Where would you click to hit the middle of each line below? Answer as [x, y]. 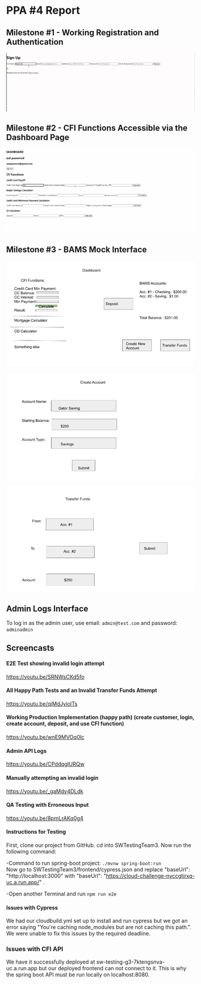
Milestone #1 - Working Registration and [83, 33]
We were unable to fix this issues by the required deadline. [78, 934]
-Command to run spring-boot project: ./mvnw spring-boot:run [84, 863]
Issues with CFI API [35, 949]
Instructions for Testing [36, 832]
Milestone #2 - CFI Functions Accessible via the [97, 128]
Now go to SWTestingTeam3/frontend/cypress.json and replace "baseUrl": [98, 869]
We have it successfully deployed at [51, 962]
